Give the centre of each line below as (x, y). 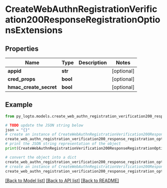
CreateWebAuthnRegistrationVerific (81, 9)
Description (93, 62)
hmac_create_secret (32, 87)
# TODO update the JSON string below (44, 125)
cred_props (22, 79)
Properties (22, 48)
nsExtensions (34, 30)
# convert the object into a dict (41, 157)
